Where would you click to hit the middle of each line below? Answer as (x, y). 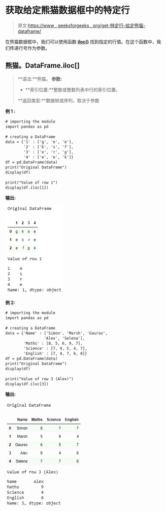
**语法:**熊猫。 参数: (40, 79)
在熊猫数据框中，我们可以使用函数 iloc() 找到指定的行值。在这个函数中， (81, 42)
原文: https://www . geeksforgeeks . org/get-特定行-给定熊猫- (81, 25)
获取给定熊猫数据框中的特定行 (68, 10)
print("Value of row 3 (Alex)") (39, 379)
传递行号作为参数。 (29, 48)
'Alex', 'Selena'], (64, 338)
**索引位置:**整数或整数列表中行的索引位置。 (73, 89)
